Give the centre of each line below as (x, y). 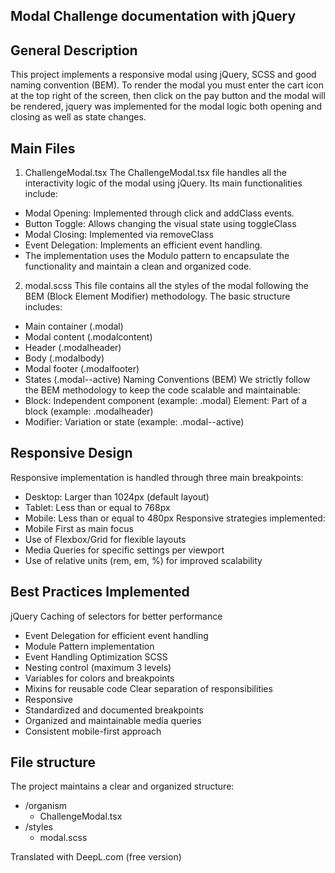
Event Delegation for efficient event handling (116, 635)
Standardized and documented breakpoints (114, 710)
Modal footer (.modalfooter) (82, 369)
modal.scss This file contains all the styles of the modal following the (166, 286)
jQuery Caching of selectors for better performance (116, 616)
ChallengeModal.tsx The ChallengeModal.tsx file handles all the (156, 173)
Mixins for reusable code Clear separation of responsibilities (148, 688)
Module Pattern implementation (89, 646)
